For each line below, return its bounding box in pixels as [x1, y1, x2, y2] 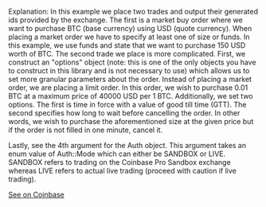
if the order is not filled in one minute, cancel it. [8, 125, 163, 135]
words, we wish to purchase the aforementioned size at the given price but [8, 117, 254, 126]
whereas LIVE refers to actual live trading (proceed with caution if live [8, 166, 237, 175]
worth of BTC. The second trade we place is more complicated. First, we [8, 49, 246, 58]
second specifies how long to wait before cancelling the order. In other [8, 108, 241, 118]
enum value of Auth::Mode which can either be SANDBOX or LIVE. [8, 149, 225, 158]
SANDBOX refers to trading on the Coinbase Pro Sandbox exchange [8, 158, 231, 166]
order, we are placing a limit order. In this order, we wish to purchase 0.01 [8, 83, 248, 92]
